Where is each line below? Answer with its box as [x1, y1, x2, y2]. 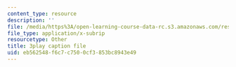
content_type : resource [7, 10, 77, 17]
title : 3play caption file [7, 43, 86, 50]
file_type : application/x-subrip [7, 29, 105, 37]
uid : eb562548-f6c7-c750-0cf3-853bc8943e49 [7, 50, 137, 57]
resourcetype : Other [7, 36, 68, 43]
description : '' [7, 17, 55, 24]
